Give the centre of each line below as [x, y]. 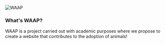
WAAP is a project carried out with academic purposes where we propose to [83, 31]
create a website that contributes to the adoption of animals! [66, 37]
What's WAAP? [24, 20]
